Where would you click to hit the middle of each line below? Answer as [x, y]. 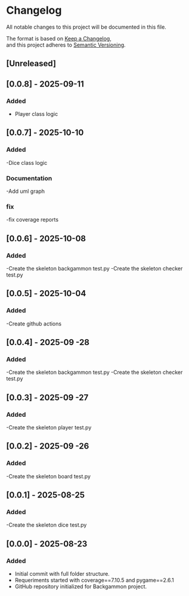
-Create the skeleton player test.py [49, 428]
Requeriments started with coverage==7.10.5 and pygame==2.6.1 [94, 580]
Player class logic [36, 114]
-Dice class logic [27, 162]
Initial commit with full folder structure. [62, 574]
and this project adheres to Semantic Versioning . [66, 45]
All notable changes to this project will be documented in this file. [86, 27]
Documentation [29, 178]
